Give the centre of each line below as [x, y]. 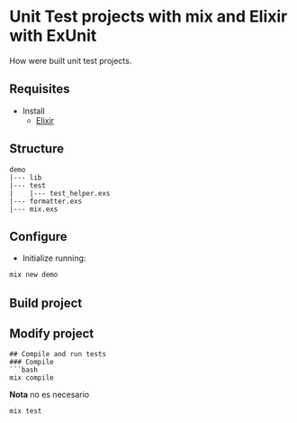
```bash [24, 370]
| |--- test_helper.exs [60, 193]
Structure [37, 149]
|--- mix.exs [34, 209]
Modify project [52, 334]
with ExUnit [53, 36]
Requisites [40, 89]
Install [33, 111]
